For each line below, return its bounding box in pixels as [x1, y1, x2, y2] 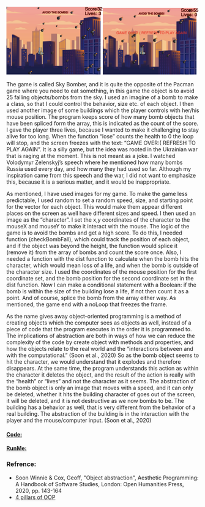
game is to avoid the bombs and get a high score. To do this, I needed [6, 229, 182, 236]
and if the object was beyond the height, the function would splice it [6, 242, 178, 250]
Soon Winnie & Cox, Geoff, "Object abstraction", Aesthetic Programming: [15, 474, 199, 481]
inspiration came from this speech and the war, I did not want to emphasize [6, 172, 196, 179]
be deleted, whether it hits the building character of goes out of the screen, [6, 391, 196, 398]
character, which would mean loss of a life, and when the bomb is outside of [6, 261, 199, 269]
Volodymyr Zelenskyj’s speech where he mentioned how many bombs [6, 159, 183, 166]
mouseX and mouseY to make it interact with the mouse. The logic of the [6, 223, 190, 230]
